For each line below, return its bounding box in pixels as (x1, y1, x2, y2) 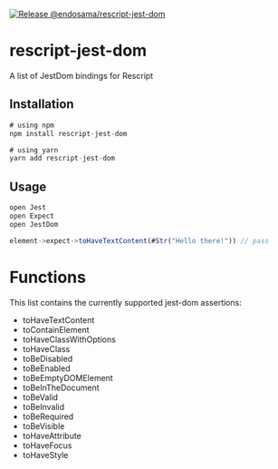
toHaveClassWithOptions (22, 334, 116, 345)
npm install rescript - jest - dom (9, 129, 128, 138)
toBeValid (22, 391, 59, 403)
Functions (9, 267, 86, 288)
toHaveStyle (22, 449, 69, 460)
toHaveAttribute (22, 430, 81, 441)
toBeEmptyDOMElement (22, 372, 113, 383)
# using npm (9, 121, 54, 130)
